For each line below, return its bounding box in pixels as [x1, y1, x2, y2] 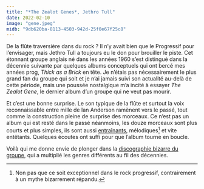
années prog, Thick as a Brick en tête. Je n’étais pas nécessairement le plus [6, 68, 197, 76]
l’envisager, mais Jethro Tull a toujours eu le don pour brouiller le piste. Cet [6, 49, 193, 57]
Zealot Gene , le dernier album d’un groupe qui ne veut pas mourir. [6, 88, 171, 95]
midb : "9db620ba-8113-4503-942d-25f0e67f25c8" [6, 26, 126, 32]
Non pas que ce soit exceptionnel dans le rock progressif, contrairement [15, 169, 196, 176]
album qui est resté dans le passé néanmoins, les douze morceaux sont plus [6, 119, 197, 127]
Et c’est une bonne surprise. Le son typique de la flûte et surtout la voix [6, 100, 185, 107]
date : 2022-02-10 [6, 15, 50, 21]
